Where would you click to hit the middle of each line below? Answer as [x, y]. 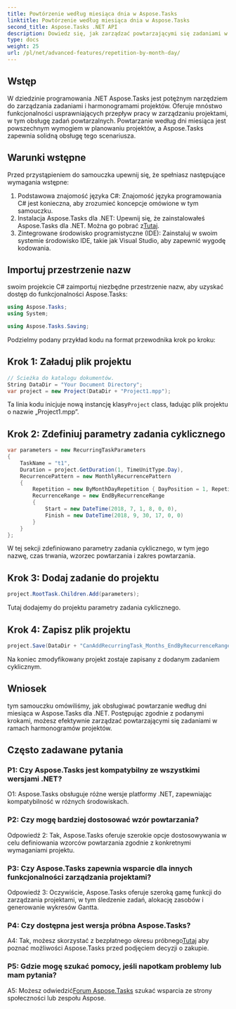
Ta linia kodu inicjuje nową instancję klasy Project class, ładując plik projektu [118, 404]
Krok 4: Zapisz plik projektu [69, 629]
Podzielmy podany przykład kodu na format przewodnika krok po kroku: [111, 339]
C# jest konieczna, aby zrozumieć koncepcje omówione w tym [108, 203]
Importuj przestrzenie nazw [69, 270]
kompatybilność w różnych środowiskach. [68, 802]
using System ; [28, 314]
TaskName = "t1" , [45, 463]
